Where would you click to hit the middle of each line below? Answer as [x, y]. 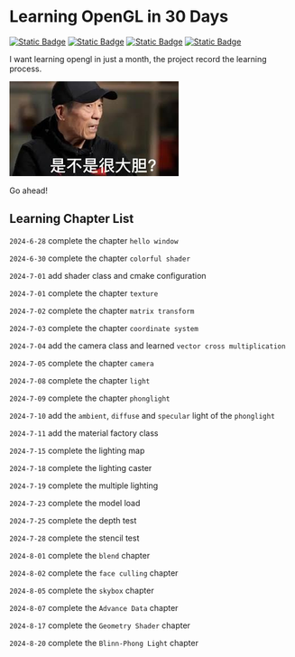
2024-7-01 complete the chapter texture [84, 293]
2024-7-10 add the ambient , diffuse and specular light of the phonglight [142, 415]
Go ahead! [28, 190]
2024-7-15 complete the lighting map [77, 450]
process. [26, 69]
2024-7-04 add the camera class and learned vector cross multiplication [147, 346]
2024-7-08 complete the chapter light [80, 380]
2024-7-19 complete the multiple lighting [84, 486]
